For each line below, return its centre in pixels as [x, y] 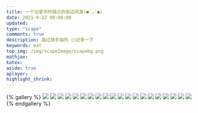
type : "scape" [24, 29]
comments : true [25, 34]
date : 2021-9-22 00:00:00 [39, 18]
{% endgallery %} [29, 104]
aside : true [21, 68]
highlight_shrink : [29, 79]
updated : [17, 23]
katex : [14, 62]
